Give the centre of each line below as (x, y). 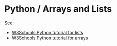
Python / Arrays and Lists (58, 9)
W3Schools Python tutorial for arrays (50, 38)
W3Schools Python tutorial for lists (47, 32)
